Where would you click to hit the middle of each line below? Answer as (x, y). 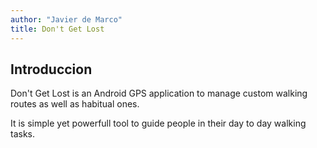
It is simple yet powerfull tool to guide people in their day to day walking (158, 123)
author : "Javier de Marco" (66, 19)
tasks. (23, 134)
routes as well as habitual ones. (75, 104)
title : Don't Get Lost (57, 29)
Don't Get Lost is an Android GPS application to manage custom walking (159, 93)
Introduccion (51, 69)
